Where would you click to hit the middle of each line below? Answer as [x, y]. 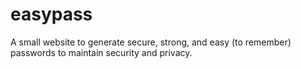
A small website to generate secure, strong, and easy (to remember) [151, 42]
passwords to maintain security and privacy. [101, 52]
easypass [51, 14]
